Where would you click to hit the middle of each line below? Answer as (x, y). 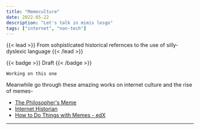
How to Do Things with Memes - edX (60, 115)
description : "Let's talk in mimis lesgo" (60, 23)
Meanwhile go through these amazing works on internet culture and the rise (99, 85)
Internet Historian (36, 109)
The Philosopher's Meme (46, 103)
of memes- (20, 91)
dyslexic (16, 52)
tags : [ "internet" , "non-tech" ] (46, 28)
